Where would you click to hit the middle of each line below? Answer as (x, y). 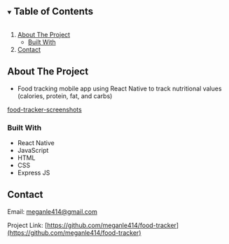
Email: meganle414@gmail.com (53, 211)
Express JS (34, 172)
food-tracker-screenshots (44, 109)
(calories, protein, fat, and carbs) (65, 96)
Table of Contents (53, 12)
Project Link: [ (27, 225)
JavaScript (33, 150)
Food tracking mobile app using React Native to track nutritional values (119, 88)
